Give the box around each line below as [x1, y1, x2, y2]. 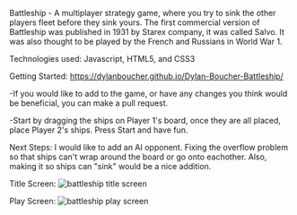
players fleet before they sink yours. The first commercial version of [9, 17, 260, 28]
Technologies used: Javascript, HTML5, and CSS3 [9, 54, 196, 64]
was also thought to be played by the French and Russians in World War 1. [9, 36, 283, 47]
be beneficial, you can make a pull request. [9, 98, 169, 108]
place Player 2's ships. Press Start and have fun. [9, 125, 188, 135]
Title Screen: [9, 178, 57, 189]
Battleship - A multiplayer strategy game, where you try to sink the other [9, 8, 276, 18]
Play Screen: [9, 196, 57, 206]
